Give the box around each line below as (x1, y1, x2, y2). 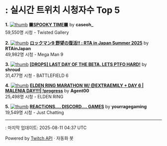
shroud (5, 67, 21, 73)
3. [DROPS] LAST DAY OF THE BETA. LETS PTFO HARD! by (5, 61, 147, 67)
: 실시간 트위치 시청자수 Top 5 (5, 4, 120, 16)
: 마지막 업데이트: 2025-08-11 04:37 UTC (5, 125, 87, 131)
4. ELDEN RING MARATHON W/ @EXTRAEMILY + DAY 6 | (5, 82, 144, 88)
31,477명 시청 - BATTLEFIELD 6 (5, 73, 69, 78)
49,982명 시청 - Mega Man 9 (5, 51, 64, 57)
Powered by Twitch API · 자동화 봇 (5, 135, 74, 141)
